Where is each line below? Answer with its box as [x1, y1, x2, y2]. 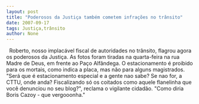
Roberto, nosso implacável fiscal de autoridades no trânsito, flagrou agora [8, 47, 192, 54]
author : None [6, 31, 39, 37]
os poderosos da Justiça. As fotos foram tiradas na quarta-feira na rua [6, 53, 180, 61]
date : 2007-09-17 [6, 20, 50, 26]
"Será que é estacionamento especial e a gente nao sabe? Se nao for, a [6, 73, 182, 80]
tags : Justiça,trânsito [6, 25, 66, 31]
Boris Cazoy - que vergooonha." [6, 92, 85, 99]
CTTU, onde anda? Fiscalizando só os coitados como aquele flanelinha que [6, 78, 192, 86]
